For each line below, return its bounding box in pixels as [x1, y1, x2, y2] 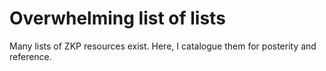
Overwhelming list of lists [9, 7, 226, 30]
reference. [9, 50, 52, 62]
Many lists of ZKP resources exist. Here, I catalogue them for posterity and [9, 40, 317, 52]
